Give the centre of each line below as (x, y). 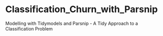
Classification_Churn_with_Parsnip (81, 9)
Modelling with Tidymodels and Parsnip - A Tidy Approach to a (72, 23)
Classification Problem (29, 28)
